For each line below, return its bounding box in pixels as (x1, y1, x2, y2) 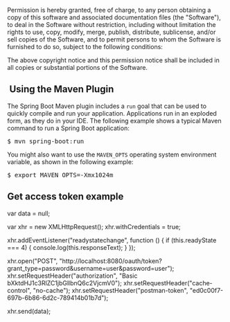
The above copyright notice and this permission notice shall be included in (7, 56, 220, 64)
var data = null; (7, 209, 51, 217)
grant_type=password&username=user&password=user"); (7, 264, 175, 272)
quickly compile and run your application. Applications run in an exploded (7, 109, 217, 117)
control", (7, 286, 32, 294)
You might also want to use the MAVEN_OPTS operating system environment (7, 150, 217, 159)
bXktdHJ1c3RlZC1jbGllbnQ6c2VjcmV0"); (7, 278, 123, 287)
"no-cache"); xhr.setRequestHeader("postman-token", (33, 286, 188, 294)
